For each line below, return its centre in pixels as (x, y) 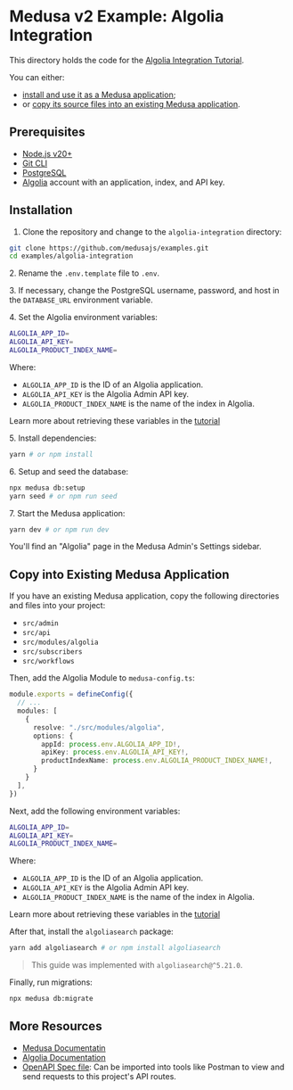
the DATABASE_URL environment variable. (81, 300)
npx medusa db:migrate (51, 999)
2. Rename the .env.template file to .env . (85, 273)
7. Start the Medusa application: (67, 513)
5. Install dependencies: (53, 438)
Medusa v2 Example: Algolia (117, 17)
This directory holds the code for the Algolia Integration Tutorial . (127, 60)
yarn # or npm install (51, 454)
